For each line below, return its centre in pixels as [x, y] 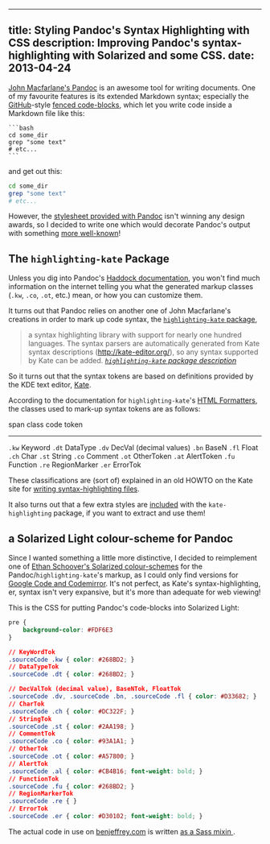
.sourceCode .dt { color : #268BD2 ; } [72, 674]
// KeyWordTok [32, 652]
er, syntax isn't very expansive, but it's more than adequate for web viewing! [135, 592]
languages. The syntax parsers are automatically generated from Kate [144, 344]
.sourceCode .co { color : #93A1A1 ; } [72, 742]
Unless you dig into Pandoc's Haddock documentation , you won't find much [134, 278]
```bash [21, 128]
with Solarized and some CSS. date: [163, 56]
